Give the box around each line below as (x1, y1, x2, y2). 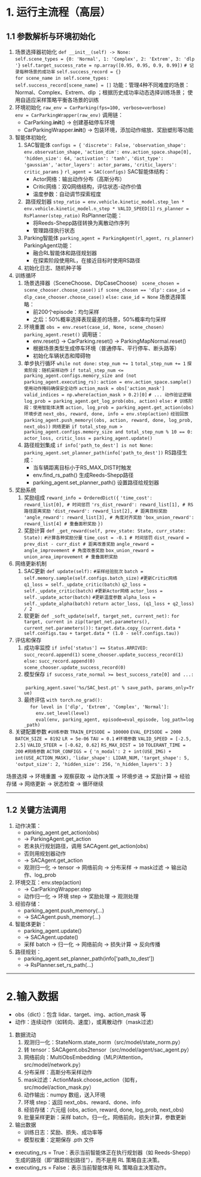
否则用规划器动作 (23, 850, 66, 857)
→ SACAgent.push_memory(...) (23, 913, 101, 920)
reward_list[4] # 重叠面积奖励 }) (23, 521, 103, 527)
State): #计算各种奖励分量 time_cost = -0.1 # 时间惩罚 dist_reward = (23, 535, 190, 541)
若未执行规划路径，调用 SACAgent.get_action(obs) (23, 842, 148, 849)
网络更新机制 (14, 560, 47, 567)
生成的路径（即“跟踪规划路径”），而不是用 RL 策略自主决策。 (14, 1156, 163, 1163)
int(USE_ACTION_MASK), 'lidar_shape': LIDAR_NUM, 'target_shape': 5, (14, 755, 190, 761)
